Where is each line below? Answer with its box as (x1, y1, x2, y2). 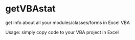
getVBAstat (5, 3, 56, 14)
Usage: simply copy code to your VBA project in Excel (5, 29, 119, 35)
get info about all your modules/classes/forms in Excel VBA (5, 19, 130, 25)
